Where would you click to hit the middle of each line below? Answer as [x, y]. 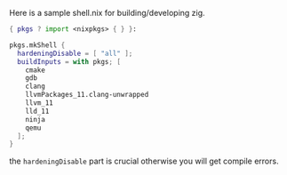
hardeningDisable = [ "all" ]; [75, 53]
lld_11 [37, 111]
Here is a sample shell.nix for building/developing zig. [108, 13]
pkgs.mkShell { [37, 45]
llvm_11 [39, 103]
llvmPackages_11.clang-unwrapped [87, 95]
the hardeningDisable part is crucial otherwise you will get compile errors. [144, 161]
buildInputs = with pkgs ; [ [69, 61]
